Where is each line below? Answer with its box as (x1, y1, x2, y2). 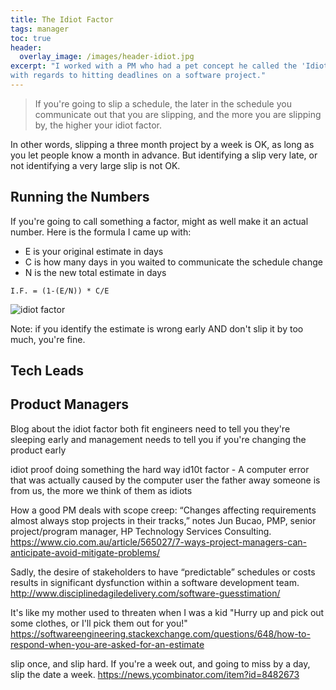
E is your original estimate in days (24, 245, 164, 257)
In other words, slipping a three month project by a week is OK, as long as (10, 138, 315, 150)
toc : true (10, 33, 52, 43)
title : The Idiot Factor (10, 14, 114, 25)
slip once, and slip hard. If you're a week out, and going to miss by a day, (10, 657, 311, 670)
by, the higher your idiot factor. (34, 119, 163, 131)
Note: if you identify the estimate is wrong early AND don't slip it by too (10, 322, 304, 335)
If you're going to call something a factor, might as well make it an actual (10, 215, 309, 227)
